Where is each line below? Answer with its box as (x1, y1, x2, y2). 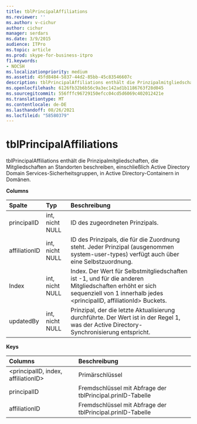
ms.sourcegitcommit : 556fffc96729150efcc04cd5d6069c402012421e (6, 91, 164, 96)
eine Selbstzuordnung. (70, 258, 133, 266)
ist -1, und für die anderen (70, 275, 144, 283)
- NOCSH (6, 63, 25, 69)
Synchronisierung (70, 328, 120, 336)
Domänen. (6, 176, 31, 183)
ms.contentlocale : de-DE (6, 101, 67, 108)
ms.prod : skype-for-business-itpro (6, 52, 93, 58)
